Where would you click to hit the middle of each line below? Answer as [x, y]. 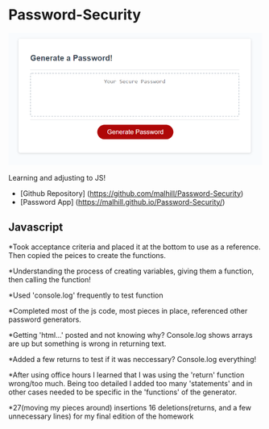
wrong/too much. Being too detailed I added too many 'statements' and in [130, 383]
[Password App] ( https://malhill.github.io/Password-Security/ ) [122, 202]
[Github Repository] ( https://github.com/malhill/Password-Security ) [132, 193]
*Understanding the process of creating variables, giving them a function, [131, 271]
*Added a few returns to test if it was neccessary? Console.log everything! [132, 359]
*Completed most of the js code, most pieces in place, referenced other [128, 310]
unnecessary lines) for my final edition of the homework [101, 416]
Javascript [36, 227]
